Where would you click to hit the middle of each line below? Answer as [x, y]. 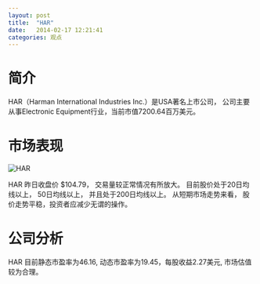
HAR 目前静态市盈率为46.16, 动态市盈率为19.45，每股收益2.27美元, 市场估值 [130, 262]
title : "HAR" [31, 23]
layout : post [29, 15]
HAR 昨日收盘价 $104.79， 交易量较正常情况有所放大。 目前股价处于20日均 [129, 184]
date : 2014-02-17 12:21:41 [56, 30]
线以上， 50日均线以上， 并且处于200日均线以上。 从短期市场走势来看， [125, 195]
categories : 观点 [35, 37]
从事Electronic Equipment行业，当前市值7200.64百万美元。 [104, 111]
